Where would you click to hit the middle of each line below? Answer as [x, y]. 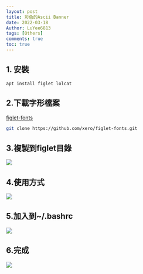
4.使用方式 [25, 182]
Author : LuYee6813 [28, 28]
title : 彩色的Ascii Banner [38, 17]
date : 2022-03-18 [27, 22]
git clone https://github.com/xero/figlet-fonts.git [72, 128]
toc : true [18, 45]
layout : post [22, 11]
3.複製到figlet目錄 [39, 148]
